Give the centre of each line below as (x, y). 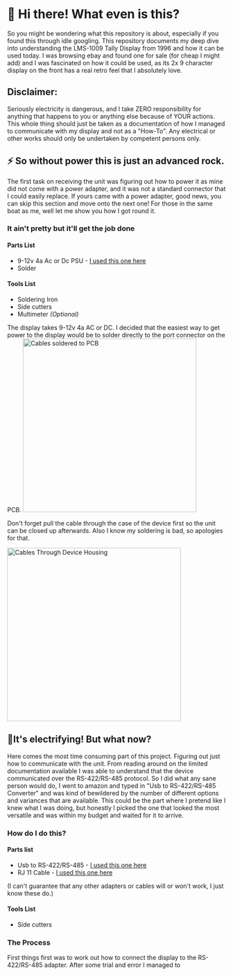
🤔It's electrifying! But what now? (79, 740)
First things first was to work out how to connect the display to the (102, 958)
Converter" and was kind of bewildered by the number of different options (113, 793)
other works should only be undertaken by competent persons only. (104, 138)
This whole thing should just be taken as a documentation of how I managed (116, 124)
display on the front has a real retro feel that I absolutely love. (95, 70)
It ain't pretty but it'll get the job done (71, 228)
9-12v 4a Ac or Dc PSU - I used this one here (81, 260)
